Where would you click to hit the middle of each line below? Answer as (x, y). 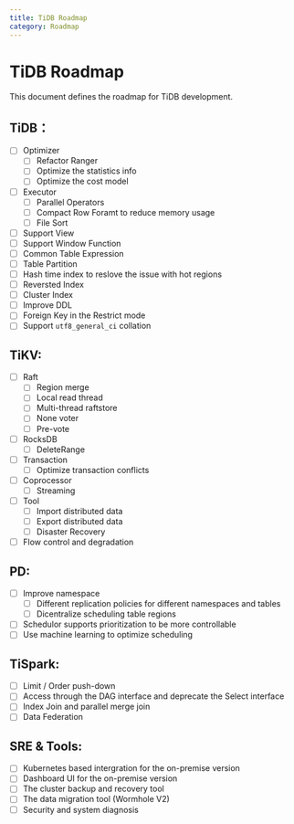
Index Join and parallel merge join (86, 707)
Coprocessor (47, 480)
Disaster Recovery (71, 532)
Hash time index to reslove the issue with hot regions (122, 274)
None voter (58, 418)
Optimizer (41, 151)
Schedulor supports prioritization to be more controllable (129, 624)
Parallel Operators (70, 202)
